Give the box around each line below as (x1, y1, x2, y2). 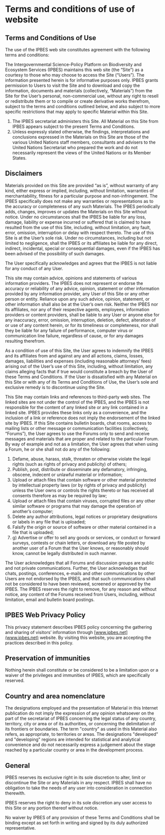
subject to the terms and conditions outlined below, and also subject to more (5, 104, 161, 109)
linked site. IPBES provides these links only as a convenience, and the (5, 409, 147, 415)
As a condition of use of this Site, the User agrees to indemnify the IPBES (5, 347, 154, 354)
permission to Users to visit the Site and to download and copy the (5, 82, 140, 88)
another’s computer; (12, 508, 54, 514)
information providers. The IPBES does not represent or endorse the (5, 280, 143, 286)
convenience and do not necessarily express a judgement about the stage (5, 742, 156, 748)
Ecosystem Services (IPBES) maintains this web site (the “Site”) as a (5, 67, 144, 73)
